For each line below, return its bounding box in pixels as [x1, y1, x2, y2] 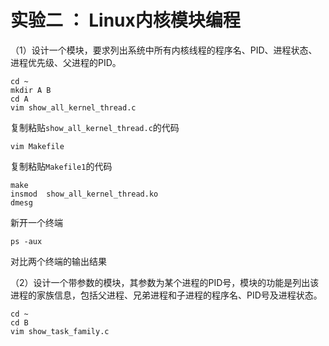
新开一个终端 [10, 216, 63, 228]
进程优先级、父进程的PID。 [10, 56, 122, 68]
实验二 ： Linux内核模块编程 [10, 9, 241, 32]
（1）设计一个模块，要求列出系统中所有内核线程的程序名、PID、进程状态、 [10, 44, 318, 56]
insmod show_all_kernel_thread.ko [10, 189, 159, 199]
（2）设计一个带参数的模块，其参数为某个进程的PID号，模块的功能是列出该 [10, 276, 320, 288]
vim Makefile [10, 141, 65, 151]
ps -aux [10, 236, 43, 246]
